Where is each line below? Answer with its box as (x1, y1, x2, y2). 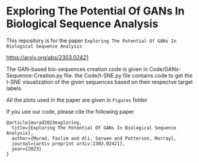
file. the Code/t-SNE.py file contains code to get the (64, 72, 193, 79)
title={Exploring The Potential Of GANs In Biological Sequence (11, 125, 177, 131)
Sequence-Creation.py (6, 72, 63, 79)
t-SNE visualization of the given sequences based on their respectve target (6, 78, 193, 85)
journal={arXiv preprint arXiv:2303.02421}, (11, 140, 125, 147)
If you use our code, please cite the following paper (6, 108, 134, 115)
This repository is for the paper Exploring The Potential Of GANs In (6, 37, 177, 44)
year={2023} (11, 146, 42, 152)
